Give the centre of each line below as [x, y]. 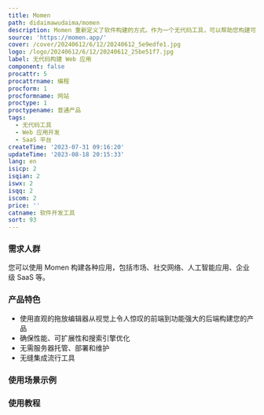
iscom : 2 [22, 198]
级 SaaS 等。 [29, 277]
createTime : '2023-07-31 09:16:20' [66, 147]
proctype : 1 [27, 103]
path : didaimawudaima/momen [54, 23]
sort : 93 [22, 220]
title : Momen [29, 15]
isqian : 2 [24, 176]
